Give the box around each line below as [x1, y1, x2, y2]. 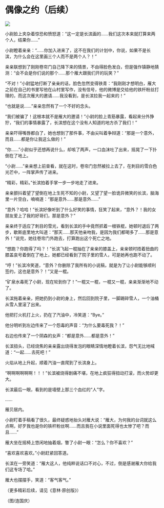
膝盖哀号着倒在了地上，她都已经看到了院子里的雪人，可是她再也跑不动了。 [5, 252, 155, 258]
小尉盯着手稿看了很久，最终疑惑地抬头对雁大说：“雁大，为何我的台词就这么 [5, 417, 157, 423]
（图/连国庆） [5, 498, 33, 504]
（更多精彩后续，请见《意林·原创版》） [5, 487, 82, 493]
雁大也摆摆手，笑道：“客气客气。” [5, 477, 71, 483]
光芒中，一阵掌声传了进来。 [5, 169, 61, 175]
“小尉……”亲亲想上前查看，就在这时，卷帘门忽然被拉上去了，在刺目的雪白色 [5, 163, 157, 169]
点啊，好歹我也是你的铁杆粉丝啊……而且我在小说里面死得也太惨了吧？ [5, 423, 145, 429]
